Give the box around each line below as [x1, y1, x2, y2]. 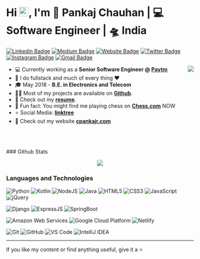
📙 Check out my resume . [14, 96, 76, 103]
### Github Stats [6, 148, 48, 155]
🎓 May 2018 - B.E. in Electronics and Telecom [14, 81, 132, 88]
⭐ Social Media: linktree [14, 109, 74, 116]
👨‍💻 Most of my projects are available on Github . [14, 89, 133, 96]
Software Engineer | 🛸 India [6, 24, 147, 38]
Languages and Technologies [6, 174, 93, 182]
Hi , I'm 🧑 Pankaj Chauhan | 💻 [6, 6, 164, 20]
